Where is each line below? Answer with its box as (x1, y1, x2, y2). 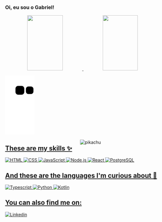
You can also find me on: (5, 198, 82, 207)
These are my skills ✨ (5, 144, 73, 152)
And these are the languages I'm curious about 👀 (5, 171, 157, 180)
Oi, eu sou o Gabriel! (5, 4, 54, 11)
